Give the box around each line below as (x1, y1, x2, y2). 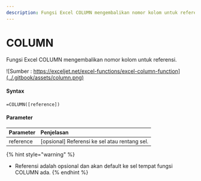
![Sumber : (6, 68, 32, 75)
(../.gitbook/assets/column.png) (6, 73, 84, 81)
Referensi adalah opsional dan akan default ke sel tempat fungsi (14, 162, 173, 170)
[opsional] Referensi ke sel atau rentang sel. (40, 137, 148, 145)
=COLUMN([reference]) (6, 102, 60, 108)
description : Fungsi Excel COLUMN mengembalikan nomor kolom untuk (6, 10, 178, 16)
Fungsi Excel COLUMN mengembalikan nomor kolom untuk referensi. (6, 56, 177, 63)
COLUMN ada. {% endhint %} (14, 169, 89, 176)
